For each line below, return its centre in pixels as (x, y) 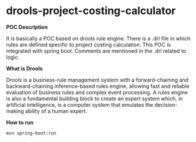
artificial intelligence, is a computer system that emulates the (80, 104)
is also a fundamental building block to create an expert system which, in (94, 99)
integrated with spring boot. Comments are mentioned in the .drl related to (96, 50)
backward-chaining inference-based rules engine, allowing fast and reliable (98, 86)
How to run (20, 122)
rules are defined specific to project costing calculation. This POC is (89, 45)
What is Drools (24, 68)
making (15, 111)
